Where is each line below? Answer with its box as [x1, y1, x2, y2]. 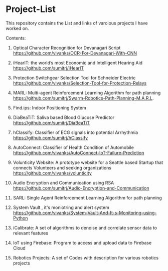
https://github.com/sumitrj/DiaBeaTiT [13, 119, 90, 125]
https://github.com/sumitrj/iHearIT [13, 65, 84, 71]
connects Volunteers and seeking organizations [13, 164, 112, 170]
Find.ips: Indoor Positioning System [13, 104, 87, 110]
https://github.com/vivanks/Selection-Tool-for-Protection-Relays [13, 80, 147, 86]
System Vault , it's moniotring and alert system [13, 204, 109, 210]
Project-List [6, 3, 56, 15]
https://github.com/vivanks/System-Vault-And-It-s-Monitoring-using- [13, 209, 157, 215]
